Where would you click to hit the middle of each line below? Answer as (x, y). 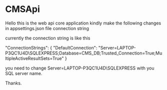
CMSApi (22, 9)
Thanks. (13, 83)
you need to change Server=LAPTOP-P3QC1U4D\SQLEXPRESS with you (80, 68)
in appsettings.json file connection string (47, 28)
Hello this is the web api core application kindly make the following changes (83, 23)
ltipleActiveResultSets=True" (34, 58)
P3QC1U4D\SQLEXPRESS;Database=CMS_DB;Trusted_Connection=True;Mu (84, 53)
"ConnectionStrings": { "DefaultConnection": (51, 47)
